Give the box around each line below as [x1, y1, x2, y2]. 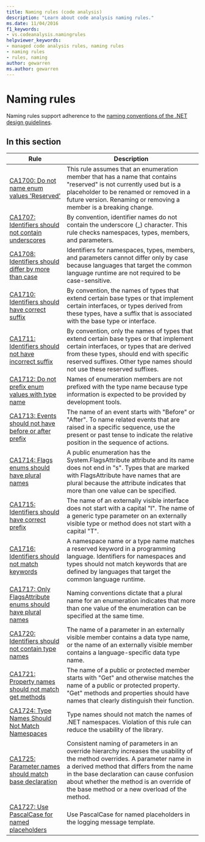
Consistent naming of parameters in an [67, 739, 178, 748]
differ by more [9, 265, 50, 274]
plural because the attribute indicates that [67, 479, 186, 488]
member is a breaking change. [67, 203, 154, 211]
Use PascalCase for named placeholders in [67, 810, 190, 819]
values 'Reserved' [9, 192, 61, 200]
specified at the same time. [67, 612, 145, 620]
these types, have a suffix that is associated [67, 309, 192, 318]
